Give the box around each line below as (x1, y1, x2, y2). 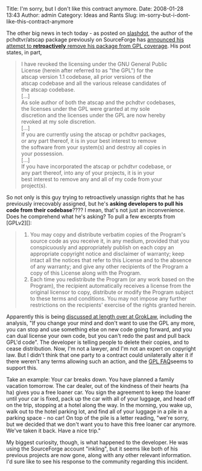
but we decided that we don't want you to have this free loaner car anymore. (6, 421, 197, 428)
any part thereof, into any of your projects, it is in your (21, 169, 155, 176)
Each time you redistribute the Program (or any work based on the (30, 276, 195, 282)
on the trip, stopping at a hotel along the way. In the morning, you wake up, (6, 402, 193, 408)
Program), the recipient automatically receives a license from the (30, 282, 191, 289)
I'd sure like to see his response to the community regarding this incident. (6, 458, 189, 465)
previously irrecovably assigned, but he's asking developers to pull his (6, 200, 183, 207)
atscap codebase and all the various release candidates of (21, 80, 167, 87)
